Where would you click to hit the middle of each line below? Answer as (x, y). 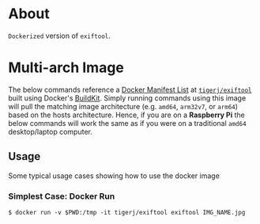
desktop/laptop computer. (50, 131)
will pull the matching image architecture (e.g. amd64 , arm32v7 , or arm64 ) (123, 106)
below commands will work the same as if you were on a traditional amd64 (127, 123)
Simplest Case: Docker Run (62, 196)
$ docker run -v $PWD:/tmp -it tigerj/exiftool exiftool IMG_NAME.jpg (127, 212)
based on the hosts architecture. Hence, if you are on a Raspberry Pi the (126, 115)
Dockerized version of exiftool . (59, 36)
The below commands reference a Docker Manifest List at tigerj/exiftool (130, 89)
